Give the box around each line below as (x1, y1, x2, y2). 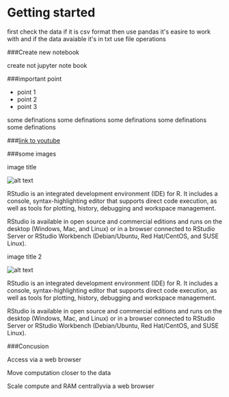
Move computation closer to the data (7, 368, 111, 376)
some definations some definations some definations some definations (7, 115, 207, 124)
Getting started (7, 5, 96, 21)
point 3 (16, 102, 38, 110)
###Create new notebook (7, 48, 80, 56)
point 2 (16, 95, 38, 104)
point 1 (16, 88, 36, 96)
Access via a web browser (7, 355, 82, 363)
